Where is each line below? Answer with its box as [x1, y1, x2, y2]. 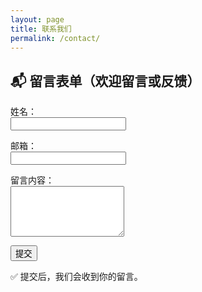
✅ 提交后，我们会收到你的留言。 [10, 271, 143, 283]
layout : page [10, 14, 65, 25]
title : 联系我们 [10, 24, 72, 34]
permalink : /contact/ [10, 33, 101, 43]
